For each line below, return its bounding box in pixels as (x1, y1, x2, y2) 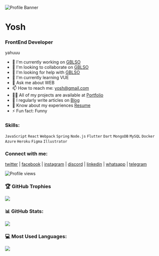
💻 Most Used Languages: (5, 233, 67, 240)
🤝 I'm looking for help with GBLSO (12, 69, 80, 75)
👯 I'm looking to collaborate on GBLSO (12, 64, 89, 70)
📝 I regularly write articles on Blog (12, 97, 80, 103)
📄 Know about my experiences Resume (12, 102, 91, 109)
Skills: (5, 122, 20, 128)
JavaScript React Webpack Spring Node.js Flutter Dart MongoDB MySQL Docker (5, 134, 155, 139)
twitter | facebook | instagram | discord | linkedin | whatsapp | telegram (5, 161, 147, 167)
